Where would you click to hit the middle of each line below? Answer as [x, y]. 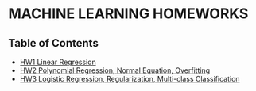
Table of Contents [54, 43]
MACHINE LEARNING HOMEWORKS [128, 14]
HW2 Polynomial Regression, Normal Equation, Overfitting [115, 70]
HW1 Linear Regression [58, 62]
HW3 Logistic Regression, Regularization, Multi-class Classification [130, 79]
